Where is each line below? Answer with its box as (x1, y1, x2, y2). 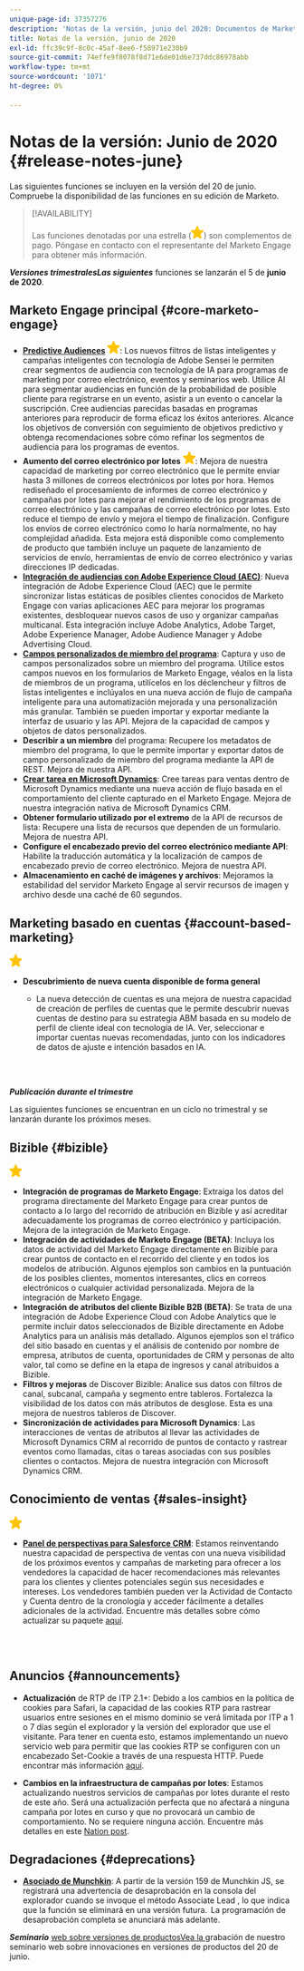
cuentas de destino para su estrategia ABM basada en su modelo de (35, 1013, 291, 1024)
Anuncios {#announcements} (9, 1668, 181, 1684)
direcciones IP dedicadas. (22, 562, 119, 573)
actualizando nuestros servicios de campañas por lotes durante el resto (22, 1787, 290, 1798)
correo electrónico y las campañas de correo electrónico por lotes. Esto (22, 504, 290, 515)
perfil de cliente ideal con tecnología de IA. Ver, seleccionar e (35, 1023, 265, 1034)
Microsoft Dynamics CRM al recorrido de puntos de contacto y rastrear (22, 1437, 288, 1447)
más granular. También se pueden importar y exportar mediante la (22, 706, 270, 717)
